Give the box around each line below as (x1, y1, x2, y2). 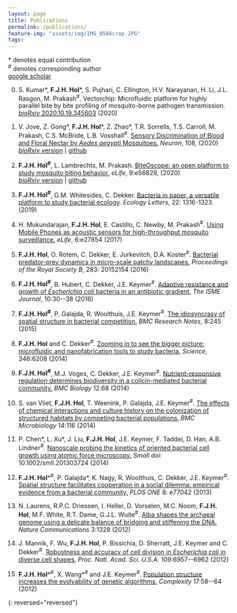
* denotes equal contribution (8, 56, 91, 64)
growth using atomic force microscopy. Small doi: (18, 451, 162, 459)
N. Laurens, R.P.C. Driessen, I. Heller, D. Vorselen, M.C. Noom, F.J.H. (18, 502, 217, 510)
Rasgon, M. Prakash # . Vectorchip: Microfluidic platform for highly (18, 93, 207, 103)
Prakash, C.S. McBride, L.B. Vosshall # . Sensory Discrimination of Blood (18, 130, 224, 140)
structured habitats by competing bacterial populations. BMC (18, 414, 196, 422)
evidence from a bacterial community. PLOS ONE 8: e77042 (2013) (18, 488, 212, 496)
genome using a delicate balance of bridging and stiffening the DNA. (18, 517, 217, 526)
